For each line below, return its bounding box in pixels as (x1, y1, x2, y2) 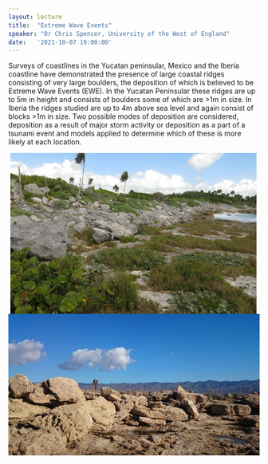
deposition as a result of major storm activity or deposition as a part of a (8, 120, 246, 130)
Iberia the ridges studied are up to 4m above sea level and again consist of (8, 104, 254, 113)
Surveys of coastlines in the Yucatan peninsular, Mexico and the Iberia (8, 61, 239, 71)
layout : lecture (8, 13, 62, 21)
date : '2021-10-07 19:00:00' (8, 38, 112, 46)
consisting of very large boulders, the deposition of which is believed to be (8, 78, 254, 88)
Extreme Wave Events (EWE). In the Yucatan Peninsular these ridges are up (8, 86, 256, 96)
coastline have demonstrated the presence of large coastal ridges (8, 69, 225, 79)
